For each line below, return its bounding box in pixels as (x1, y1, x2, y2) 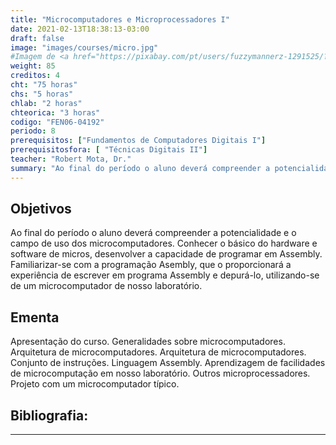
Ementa (10, 309, 60, 326)
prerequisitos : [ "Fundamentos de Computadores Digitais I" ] (10, 136, 267, 146)
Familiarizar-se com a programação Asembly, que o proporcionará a (10, 259, 292, 271)
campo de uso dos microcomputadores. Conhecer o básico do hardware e (10, 237, 318, 250)
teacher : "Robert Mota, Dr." (10, 154, 132, 164)
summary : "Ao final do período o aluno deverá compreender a (10, 163, 271, 173)
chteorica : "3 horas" (10, 107, 101, 118)
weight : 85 (10, 61, 56, 71)
